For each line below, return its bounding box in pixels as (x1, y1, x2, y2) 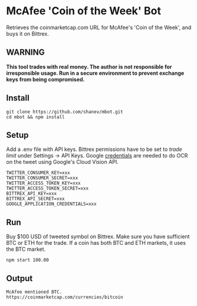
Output (6, 273, 33, 283)
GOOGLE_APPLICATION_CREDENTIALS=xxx (6, 201, 97, 207)
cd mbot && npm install (6, 114, 65, 120)
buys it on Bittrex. (6, 30, 49, 37)
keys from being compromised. (6, 75, 85, 83)
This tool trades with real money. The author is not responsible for (6, 63, 172, 70)
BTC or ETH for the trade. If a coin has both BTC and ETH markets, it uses (6, 239, 186, 247)
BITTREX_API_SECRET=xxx (6, 196, 65, 202)
